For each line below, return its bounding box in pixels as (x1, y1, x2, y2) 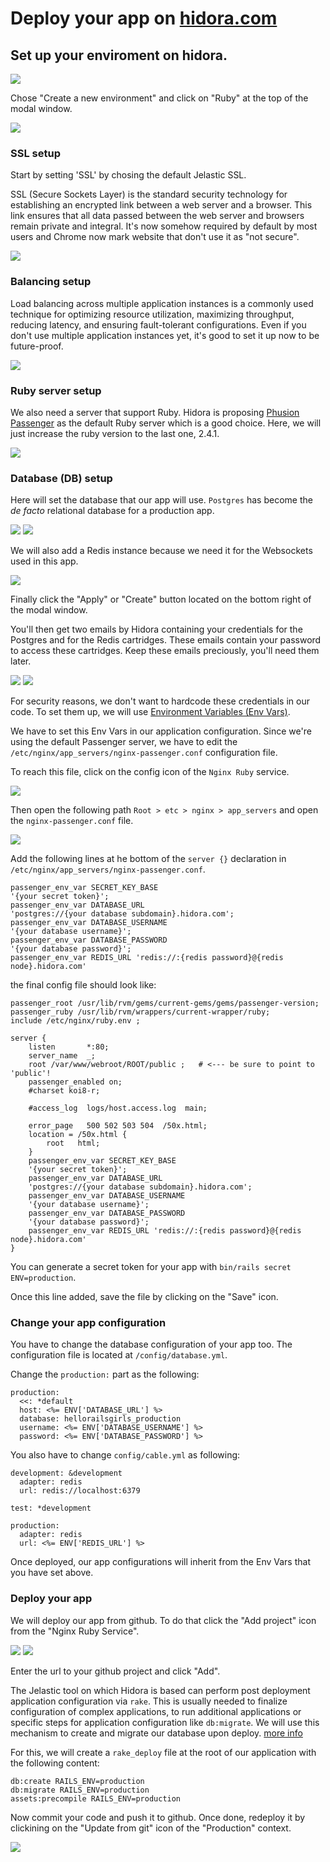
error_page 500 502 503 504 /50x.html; (28, 1121, 208, 1131)
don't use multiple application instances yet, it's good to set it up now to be (10, 329, 320, 341)
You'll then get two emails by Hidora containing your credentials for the (10, 623, 303, 636)
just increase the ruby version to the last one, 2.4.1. (10, 427, 220, 439)
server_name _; (28, 1051, 97, 1061)
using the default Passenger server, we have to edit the (10, 736, 238, 748)
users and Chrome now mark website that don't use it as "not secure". (10, 231, 300, 243)
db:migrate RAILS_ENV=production (10, 1785, 150, 1795)
